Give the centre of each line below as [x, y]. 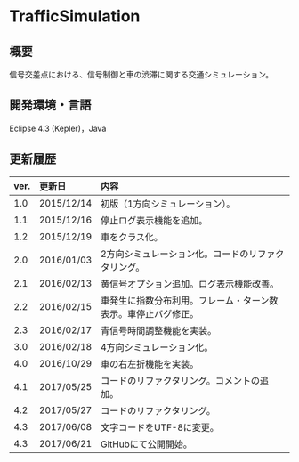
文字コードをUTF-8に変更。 [160, 427]
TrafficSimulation [75, 16]
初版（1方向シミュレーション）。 [168, 204]
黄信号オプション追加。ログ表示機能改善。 [190, 284]
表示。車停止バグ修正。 [150, 313]
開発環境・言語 [50, 105]
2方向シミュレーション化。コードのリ [179, 254]
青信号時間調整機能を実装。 [159, 330]
